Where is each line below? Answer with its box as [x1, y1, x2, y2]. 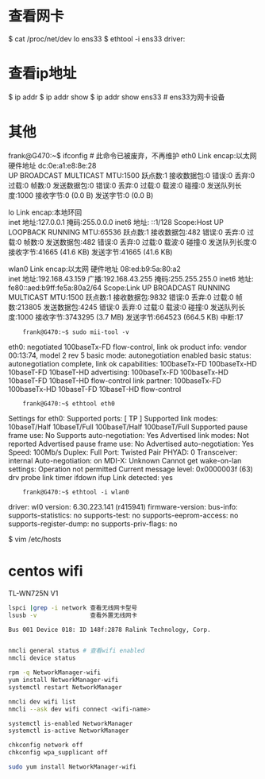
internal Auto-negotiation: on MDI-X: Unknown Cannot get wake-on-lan [8, 455, 242, 465]
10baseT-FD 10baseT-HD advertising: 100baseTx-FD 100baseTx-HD [8, 367, 229, 377]
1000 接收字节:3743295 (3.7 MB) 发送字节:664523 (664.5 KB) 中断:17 [17, 312, 244, 322]
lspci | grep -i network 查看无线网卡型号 [8, 603, 137, 612]
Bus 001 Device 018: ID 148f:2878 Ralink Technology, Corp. [8, 626, 212, 634]
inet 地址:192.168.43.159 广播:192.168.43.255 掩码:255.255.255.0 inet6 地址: [8, 273, 254, 283]
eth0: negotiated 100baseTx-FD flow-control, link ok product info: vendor [8, 342, 248, 351]
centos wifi [8, 562, 83, 580]
